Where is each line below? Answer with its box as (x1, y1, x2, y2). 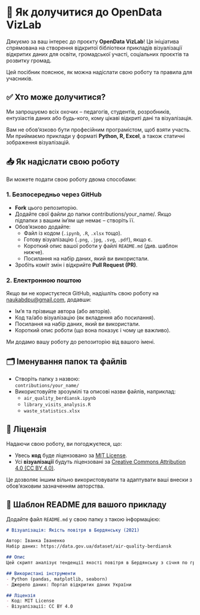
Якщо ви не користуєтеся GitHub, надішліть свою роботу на (6, 290, 159, 297)
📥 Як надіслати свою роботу (6, 157, 120, 167)
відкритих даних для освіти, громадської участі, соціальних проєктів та (6, 50, 189, 57)
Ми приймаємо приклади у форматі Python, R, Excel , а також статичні (6, 132, 186, 139)
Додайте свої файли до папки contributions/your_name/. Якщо (14, 210, 171, 218)
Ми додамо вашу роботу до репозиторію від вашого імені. (6, 338, 155, 345)
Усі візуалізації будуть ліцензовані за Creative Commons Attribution (14, 458, 186, 465)
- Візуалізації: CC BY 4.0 (6, 604, 73, 610)
